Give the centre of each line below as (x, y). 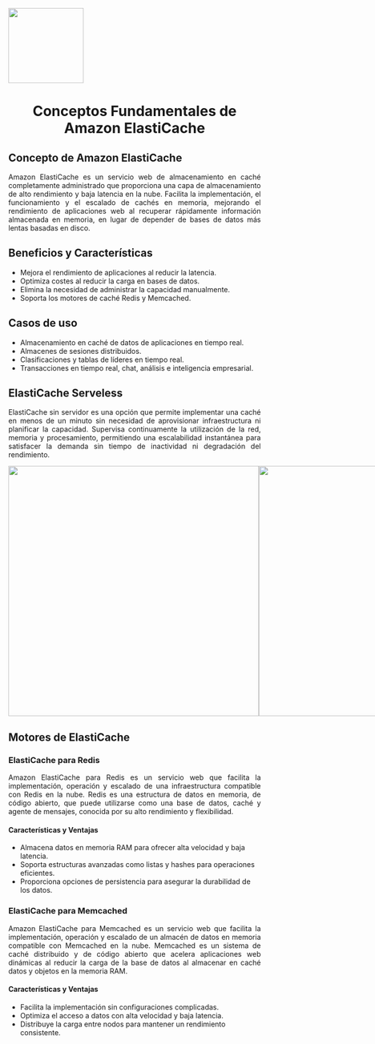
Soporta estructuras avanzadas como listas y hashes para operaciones (137, 865)
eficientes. (37, 873)
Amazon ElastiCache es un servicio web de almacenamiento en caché (135, 177)
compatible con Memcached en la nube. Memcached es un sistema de (135, 946)
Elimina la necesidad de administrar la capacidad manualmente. (125, 289)
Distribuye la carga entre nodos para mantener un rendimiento (123, 1024)
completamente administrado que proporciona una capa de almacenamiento (135, 185)
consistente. (40, 1032)
